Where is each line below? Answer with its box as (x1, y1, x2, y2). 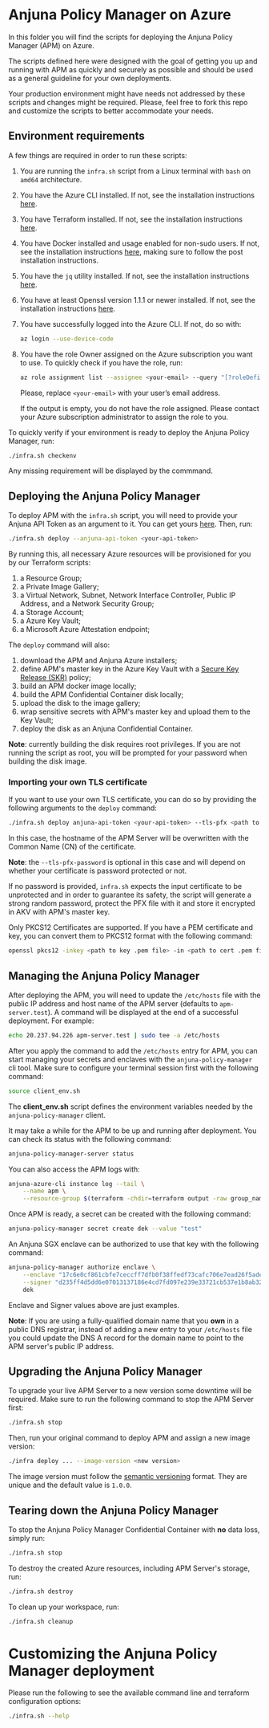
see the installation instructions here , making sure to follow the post (19, 247, 243, 256)
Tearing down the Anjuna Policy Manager (8, 1503, 219, 1517)
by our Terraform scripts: (8, 558, 91, 568)
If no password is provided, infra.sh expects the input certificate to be (8, 882, 243, 891)
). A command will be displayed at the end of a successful (47, 1007, 239, 1017)
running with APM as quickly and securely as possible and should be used (8, 64, 254, 74)
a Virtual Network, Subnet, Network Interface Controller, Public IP (19, 590, 236, 600)
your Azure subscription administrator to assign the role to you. (19, 412, 229, 422)
